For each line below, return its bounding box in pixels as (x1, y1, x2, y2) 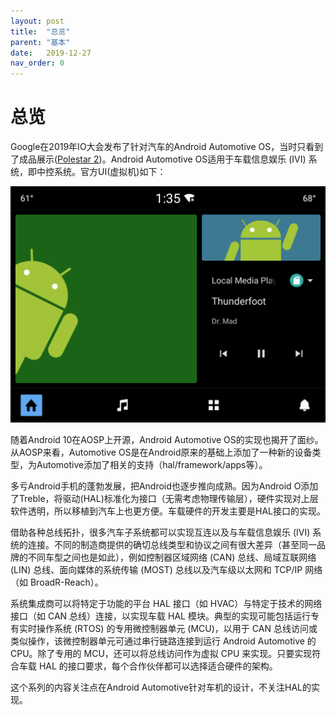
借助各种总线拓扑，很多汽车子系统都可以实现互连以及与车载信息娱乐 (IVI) (10, 526, 311, 539)
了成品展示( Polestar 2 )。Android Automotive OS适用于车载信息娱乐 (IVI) (10, 153, 307, 165)
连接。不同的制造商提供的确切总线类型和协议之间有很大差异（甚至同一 (27, 539, 317, 551)
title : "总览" (10, 26, 71, 37)
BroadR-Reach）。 (29, 576, 104, 589)
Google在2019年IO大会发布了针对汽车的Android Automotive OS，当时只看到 (10, 141, 324, 153)
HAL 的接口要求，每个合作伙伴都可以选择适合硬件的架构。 (38, 660, 278, 672)
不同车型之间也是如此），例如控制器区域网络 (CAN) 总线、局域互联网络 (27, 551, 317, 564)
